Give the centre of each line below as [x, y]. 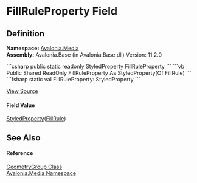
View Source [22, 91]
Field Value [21, 105]
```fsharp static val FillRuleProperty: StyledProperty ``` [74, 79]
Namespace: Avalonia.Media [43, 48]
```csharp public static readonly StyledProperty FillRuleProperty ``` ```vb [95, 66]
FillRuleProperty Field [62, 11]
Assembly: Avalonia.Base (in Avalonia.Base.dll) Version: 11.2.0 [84, 55]
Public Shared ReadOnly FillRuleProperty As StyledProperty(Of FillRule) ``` [99, 73]
